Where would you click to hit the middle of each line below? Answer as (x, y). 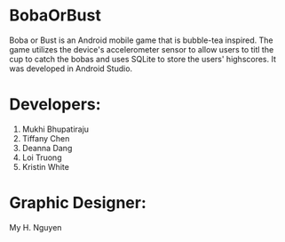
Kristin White (45, 166)
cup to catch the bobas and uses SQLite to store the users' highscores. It (143, 59)
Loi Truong (42, 157)
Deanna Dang (47, 148)
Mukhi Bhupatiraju (55, 129)
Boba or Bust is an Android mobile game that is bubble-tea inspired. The (141, 40)
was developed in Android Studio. (71, 69)
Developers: (55, 105)
